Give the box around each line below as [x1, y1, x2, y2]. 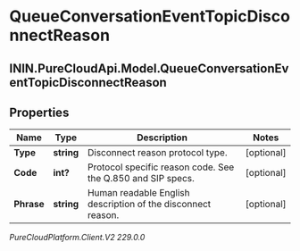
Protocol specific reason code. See [87, 161, 235, 173]
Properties [9, 105, 70, 120]
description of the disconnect [87, 198, 212, 211]
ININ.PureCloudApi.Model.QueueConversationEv [9, 61, 289, 76]
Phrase [13, 198, 45, 211]
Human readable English [87, 187, 190, 199]
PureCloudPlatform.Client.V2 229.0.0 [9, 232, 146, 243]
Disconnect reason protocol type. [87, 146, 228, 159]
